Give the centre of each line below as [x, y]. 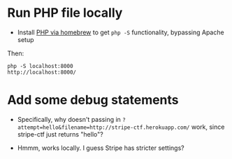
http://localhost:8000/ [42, 72]
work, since [208, 127]
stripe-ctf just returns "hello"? [60, 134]
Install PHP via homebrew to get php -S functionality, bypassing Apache [121, 32]
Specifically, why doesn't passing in [69, 119]
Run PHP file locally [65, 13]
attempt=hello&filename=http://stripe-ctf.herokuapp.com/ [103, 127]
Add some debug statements [93, 100]
